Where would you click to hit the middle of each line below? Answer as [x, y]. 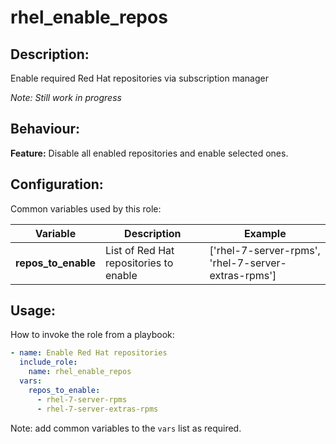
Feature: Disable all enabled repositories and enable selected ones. [149, 153]
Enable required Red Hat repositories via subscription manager [139, 78]
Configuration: [57, 184]
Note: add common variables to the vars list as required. [126, 428]
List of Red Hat [140, 250]
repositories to [139, 263]
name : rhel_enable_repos [80, 372]
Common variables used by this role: [86, 208]
